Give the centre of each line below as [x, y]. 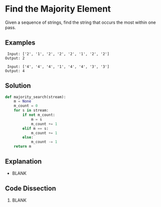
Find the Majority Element [58, 9]
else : [28, 137]
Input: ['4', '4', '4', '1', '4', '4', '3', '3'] [58, 66]
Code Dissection [31, 188]
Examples [20, 43]
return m [23, 146]
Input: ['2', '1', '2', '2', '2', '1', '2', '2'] [58, 54]
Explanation [24, 162]
